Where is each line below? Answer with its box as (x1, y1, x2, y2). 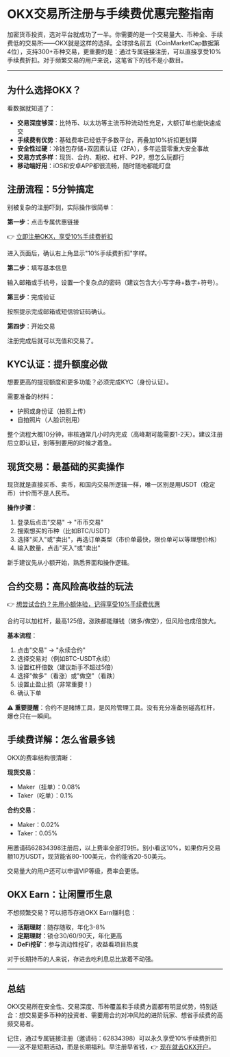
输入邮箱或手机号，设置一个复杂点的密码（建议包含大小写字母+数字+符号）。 (7, 278, 222, 286)
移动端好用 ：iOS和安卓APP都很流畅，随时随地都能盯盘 (16, 161, 171, 170)
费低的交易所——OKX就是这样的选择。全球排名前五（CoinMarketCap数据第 (7, 38, 220, 47)
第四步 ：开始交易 (7, 322, 55, 330)
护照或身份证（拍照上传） (16, 407, 90, 415)
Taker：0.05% (16, 828, 58, 837)
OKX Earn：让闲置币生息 (7, 889, 113, 901)
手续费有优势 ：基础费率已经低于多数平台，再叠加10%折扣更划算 (16, 135, 198, 144)
